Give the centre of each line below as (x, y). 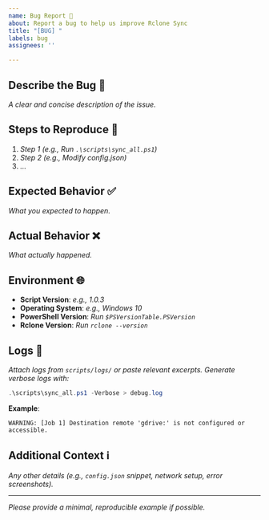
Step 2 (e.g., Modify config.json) (73, 157)
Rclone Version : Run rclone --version (84, 325)
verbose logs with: (39, 378)
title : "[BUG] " (35, 30)
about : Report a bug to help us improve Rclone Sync (98, 23)
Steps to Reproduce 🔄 (63, 130)
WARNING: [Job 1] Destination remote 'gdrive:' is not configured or (127, 423)
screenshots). (31, 484)
